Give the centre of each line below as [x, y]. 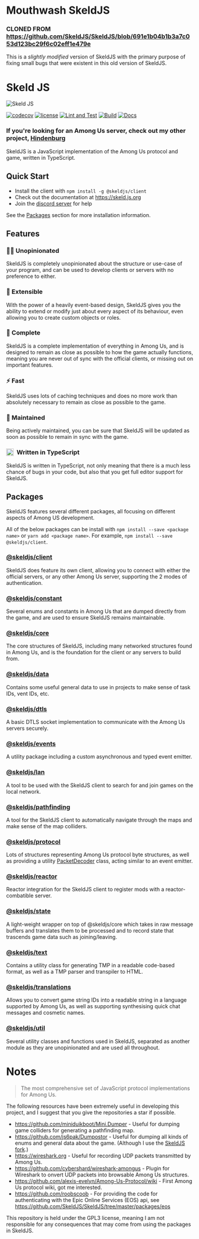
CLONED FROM [29, 29]
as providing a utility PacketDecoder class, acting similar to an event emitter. [99, 861]
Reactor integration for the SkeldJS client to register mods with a [85, 890]
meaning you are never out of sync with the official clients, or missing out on [100, 358]
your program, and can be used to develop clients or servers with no [90, 270]
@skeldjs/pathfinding [38, 807]
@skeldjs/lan [26, 772]
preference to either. [31, 276]
